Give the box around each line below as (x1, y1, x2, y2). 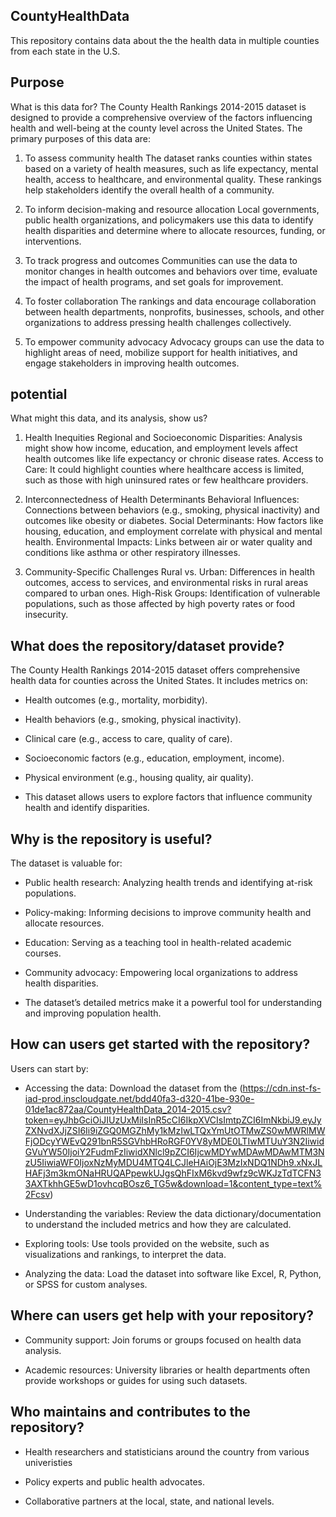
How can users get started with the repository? (10, 1036, 311, 1053)
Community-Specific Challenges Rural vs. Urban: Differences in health (24, 566, 315, 578)
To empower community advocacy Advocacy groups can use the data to (24, 335, 325, 348)
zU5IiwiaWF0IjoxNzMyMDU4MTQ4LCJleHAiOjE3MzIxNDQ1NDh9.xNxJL (24, 1156, 323, 1168)
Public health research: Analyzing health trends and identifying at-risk (24, 877, 313, 889)
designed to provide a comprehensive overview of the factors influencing (10, 111, 313, 123)
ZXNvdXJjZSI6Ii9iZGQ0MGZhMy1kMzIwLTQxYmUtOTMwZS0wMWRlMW (24, 1124, 326, 1136)
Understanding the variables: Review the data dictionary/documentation (24, 1207, 322, 1219)
